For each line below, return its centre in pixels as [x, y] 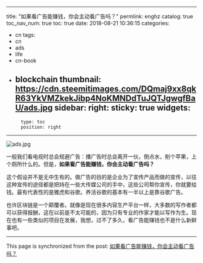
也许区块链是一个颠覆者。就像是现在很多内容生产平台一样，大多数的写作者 [99, 205]
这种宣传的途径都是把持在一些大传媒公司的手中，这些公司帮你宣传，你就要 [99, 184]
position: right [41, 127]
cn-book [26, 60]
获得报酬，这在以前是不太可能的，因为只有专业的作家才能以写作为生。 [104, 212]
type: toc [33, 122]
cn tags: [25, 35]
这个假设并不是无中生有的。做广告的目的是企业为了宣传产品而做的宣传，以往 [101, 177]
